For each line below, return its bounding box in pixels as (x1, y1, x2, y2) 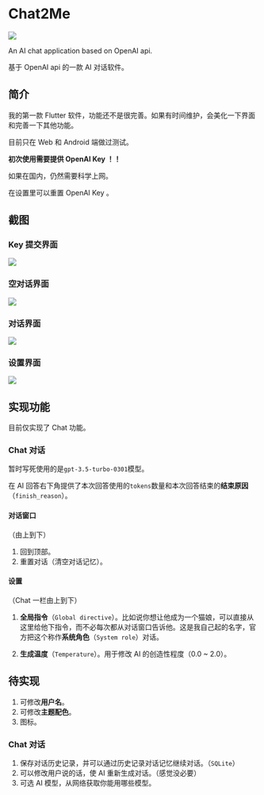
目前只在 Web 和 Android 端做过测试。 (8, 137, 133, 147)
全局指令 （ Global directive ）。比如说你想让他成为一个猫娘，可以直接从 (19, 612, 254, 622)
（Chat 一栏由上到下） (8, 595, 82, 604)
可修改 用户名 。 (19, 697, 69, 707)
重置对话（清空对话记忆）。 (19, 557, 107, 566)
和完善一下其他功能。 (8, 120, 78, 129)
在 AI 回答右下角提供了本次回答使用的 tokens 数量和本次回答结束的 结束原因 (8, 481, 249, 491)
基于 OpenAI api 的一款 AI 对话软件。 (8, 62, 129, 71)
